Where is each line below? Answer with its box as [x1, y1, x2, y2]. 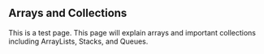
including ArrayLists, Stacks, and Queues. [8, 36, 149, 46]
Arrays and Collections [8, 6, 128, 20]
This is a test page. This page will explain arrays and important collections [8, 27, 257, 37]
